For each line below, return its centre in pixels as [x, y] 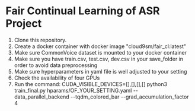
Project [24, 23]
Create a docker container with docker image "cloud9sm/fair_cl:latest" [100, 46]
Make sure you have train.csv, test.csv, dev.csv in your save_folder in [99, 59]
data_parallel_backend [41, 97]
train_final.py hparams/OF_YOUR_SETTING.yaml [73, 90]
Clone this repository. [40, 40]
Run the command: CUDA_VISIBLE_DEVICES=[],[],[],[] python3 [90, 84]
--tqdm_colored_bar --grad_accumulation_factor [130, 97]
